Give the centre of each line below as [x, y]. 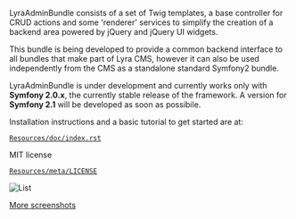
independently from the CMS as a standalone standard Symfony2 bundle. [144, 68]
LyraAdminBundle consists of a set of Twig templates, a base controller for [146, 13]
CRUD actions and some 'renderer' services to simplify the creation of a [141, 22]
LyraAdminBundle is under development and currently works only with [138, 85]
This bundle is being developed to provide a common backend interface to [146, 49]
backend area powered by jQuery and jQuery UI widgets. [114, 32]
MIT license [31, 155]
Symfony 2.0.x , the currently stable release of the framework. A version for [148, 95]
